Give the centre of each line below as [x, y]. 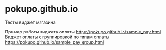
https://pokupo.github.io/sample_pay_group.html [55, 42]
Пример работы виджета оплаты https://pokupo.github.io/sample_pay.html [83, 32]
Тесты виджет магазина [30, 22]
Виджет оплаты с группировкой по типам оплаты [57, 37]
